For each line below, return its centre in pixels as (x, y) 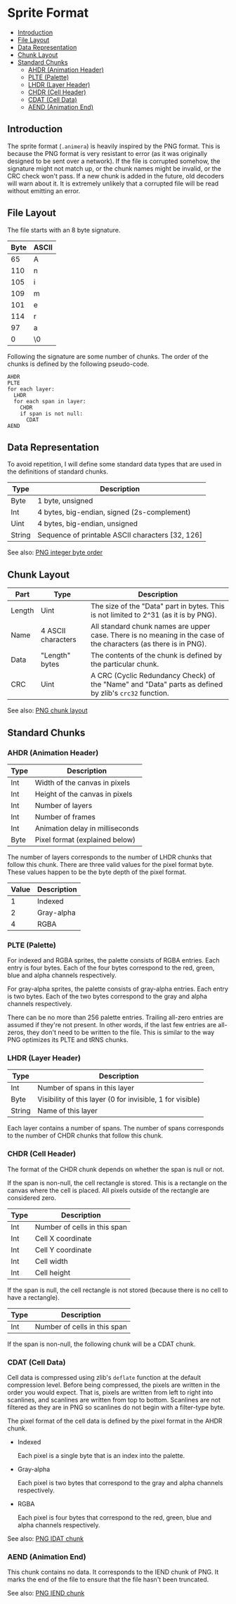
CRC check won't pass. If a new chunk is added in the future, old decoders (116, 176)
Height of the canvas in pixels (84, 794)
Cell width (51, 1261)
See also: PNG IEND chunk (46, 1593)
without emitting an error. (44, 190)
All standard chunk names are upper (150, 627)
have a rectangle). (33, 1297)
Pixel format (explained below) (85, 840)
